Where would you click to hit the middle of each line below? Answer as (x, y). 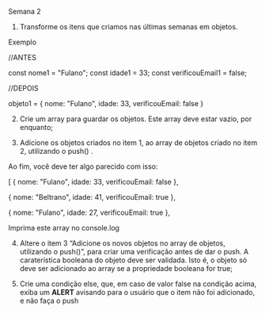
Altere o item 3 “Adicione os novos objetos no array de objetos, (122, 243)
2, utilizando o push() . (56, 151)
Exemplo (23, 42)
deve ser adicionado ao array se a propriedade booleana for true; (126, 268)
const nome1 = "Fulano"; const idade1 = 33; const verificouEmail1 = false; (128, 73)
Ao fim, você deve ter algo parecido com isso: (83, 166)
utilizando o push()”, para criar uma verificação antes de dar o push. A (134, 252)
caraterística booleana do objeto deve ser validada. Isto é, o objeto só (133, 260)
